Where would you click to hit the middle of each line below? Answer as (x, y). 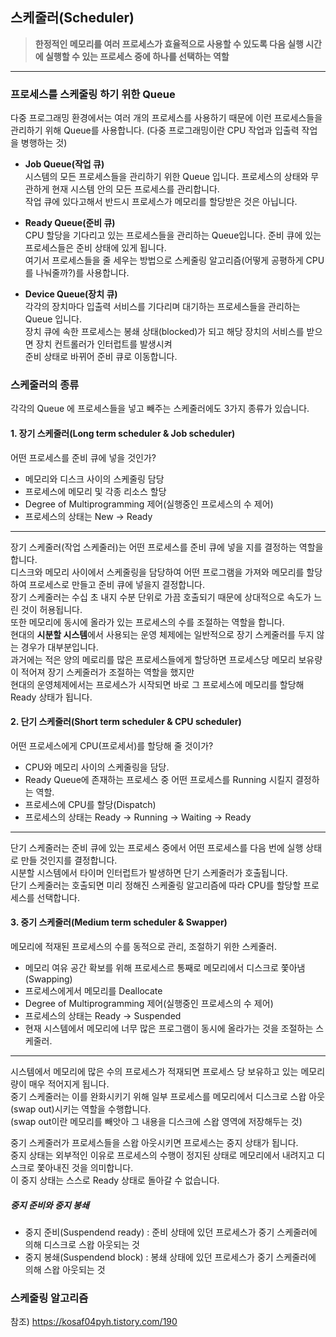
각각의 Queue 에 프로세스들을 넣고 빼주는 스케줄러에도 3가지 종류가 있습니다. (160, 409)
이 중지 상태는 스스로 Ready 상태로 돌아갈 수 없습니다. (115, 1180)
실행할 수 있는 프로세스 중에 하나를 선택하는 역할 (137, 56)
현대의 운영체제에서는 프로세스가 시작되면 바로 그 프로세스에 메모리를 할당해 (157, 684)
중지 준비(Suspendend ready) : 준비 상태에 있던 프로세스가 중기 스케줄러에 (171, 1232)
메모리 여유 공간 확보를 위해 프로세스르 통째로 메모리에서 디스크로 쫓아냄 (165, 968)
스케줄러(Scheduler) (72, 18)
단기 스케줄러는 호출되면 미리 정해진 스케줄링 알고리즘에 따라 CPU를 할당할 (156, 885)
